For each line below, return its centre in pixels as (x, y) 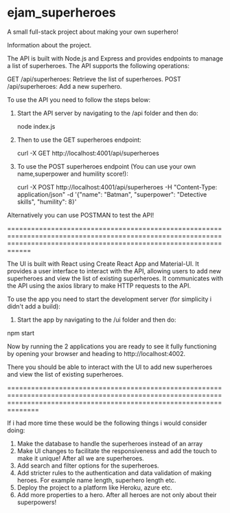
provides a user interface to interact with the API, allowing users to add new (114, 271)
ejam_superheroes (62, 13)
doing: (16, 430)
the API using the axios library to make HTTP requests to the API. (99, 285)
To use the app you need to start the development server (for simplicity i (110, 299)
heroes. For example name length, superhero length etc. (96, 480)
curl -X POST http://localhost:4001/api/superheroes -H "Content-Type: (117, 187)
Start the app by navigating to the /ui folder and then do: (96, 320)
